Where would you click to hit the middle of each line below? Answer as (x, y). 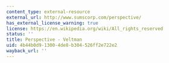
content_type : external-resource (48, 12)
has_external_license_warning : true (52, 23)
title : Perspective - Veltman (44, 40)
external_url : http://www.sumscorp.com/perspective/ (74, 17)
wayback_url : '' (27, 51)
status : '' (20, 34)
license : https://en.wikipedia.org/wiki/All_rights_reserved (85, 28)
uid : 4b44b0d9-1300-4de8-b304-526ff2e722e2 (62, 46)
